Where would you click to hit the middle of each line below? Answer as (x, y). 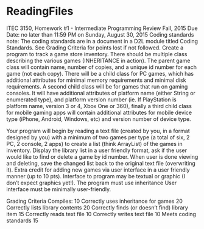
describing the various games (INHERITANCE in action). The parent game (98, 60)
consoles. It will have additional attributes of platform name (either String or (101, 93)
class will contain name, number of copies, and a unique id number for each (101, 67)
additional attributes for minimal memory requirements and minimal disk (96, 80)
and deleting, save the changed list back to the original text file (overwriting (101, 163)
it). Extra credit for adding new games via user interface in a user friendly (98, 170)
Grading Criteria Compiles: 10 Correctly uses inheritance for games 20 (94, 201)
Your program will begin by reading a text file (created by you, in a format (98, 131)
